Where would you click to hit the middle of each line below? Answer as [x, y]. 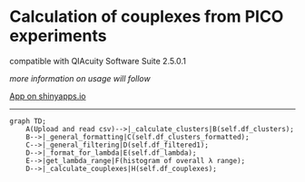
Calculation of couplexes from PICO [147, 17]
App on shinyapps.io [48, 96]
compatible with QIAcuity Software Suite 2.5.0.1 [98, 61]
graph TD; [28, 121]
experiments [58, 36]
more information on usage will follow [80, 78]
